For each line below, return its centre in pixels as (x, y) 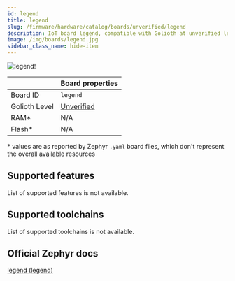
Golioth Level (32, 107)
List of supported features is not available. (68, 192)
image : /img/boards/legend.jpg (53, 40)
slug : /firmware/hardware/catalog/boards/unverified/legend (97, 27)
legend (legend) (30, 271)
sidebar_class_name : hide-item (53, 46)
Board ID (25, 95)
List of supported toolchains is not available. (71, 231)
